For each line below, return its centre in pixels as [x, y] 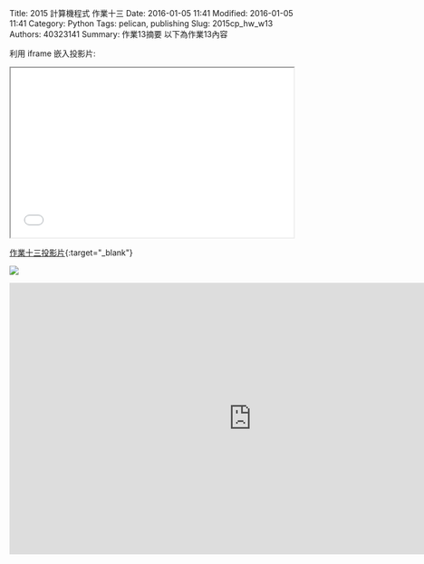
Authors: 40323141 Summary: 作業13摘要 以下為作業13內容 [119, 34]
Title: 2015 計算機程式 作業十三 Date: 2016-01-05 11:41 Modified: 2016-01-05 [151, 13]
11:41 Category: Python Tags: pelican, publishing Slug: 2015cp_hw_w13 [141, 24]
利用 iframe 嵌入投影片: [53, 53]
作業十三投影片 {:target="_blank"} [71, 253]
